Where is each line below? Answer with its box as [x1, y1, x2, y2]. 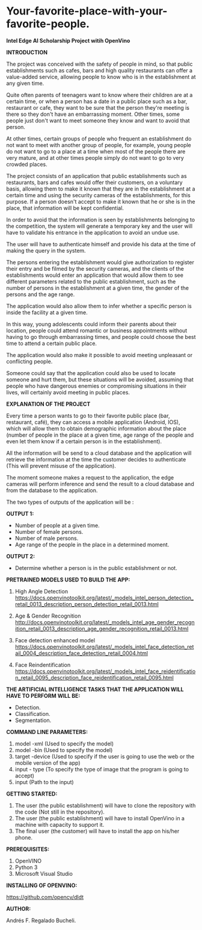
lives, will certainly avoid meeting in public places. [6, 388, 130, 396]
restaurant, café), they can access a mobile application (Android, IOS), [6, 418, 180, 426]
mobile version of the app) [14, 759, 81, 767]
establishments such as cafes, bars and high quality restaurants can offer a [6, 66, 193, 74]
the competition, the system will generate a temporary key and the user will [6, 222, 193, 230]
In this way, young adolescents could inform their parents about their [6, 320, 177, 327]
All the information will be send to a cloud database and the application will [6, 449, 192, 457]
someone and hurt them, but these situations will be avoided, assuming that [6, 376, 194, 383]
